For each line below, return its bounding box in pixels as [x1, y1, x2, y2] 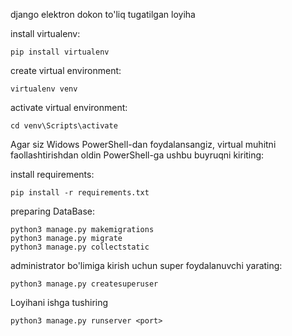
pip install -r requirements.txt [10, 188, 150, 198]
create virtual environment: [10, 65, 122, 76]
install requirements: [10, 169, 95, 180]
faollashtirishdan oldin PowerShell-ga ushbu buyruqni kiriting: [10, 149, 265, 161]
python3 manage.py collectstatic [10, 242, 150, 252]
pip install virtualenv [10, 47, 110, 57]
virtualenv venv [10, 84, 78, 94]
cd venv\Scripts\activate [10, 121, 118, 131]
